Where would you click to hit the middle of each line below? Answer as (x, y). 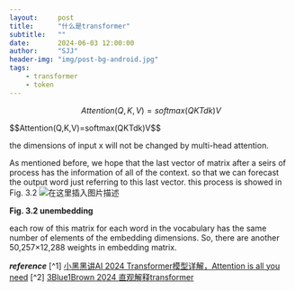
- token (40, 85)
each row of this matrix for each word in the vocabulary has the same (138, 228)
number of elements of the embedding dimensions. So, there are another (145, 237)
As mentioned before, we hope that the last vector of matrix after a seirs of (147, 162)
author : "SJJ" (44, 51)
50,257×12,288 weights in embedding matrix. (93, 247)
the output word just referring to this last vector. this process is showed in (146, 182)
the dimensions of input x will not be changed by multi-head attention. (139, 145)
